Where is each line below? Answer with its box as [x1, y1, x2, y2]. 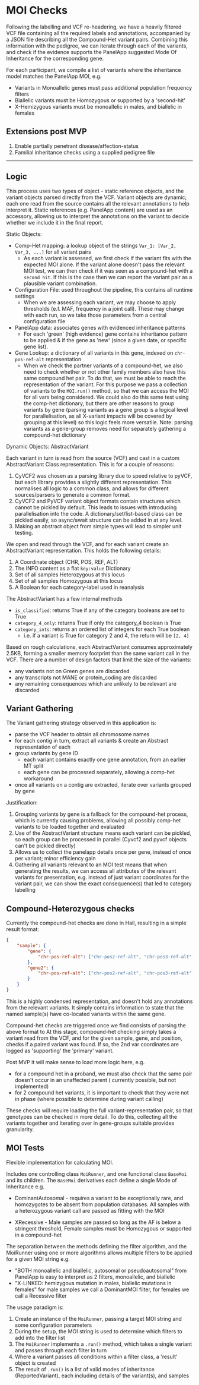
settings [14, 292, 35, 299]
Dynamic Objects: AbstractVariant [6, 443, 89, 450]
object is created [14, 1359, 56, 1367]
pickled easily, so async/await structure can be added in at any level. [14, 516, 183, 523]
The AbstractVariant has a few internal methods [6, 595, 123, 602]
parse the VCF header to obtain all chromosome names [14, 731, 150, 738]
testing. [14, 529, 34, 536]
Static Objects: [6, 230, 43, 238]
